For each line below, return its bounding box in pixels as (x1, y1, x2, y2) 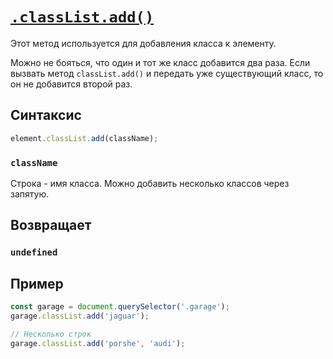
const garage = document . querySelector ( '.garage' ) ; (10, 302, 230, 312)
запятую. (10, 188, 50, 200)
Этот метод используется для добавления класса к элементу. (10, 37, 277, 49)
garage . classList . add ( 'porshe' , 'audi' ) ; (10, 338, 186, 348)
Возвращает (10, 217, 92, 234)
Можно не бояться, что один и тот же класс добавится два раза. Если (10, 56, 311, 68)
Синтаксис (10, 107, 82, 124)
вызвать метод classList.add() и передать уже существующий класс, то (10, 67, 324, 79)
